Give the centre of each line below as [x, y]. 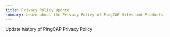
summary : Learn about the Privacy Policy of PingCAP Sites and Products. [86, 15]
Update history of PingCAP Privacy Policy [49, 29]
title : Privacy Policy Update [38, 10]
